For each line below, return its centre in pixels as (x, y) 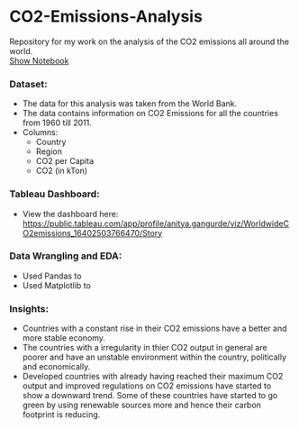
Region (49, 151)
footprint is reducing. (61, 415)
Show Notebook (39, 60)
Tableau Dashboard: (55, 194)
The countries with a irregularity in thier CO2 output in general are (145, 348)
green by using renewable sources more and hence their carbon (141, 405)
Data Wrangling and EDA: (66, 256)
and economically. (56, 367)
